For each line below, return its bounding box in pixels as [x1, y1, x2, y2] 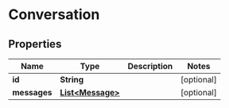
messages [12, 87, 52, 98]
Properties [8, 37, 62, 51]
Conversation [8, 6, 100, 24]
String [59, 74, 84, 85]
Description [127, 61, 173, 71]
